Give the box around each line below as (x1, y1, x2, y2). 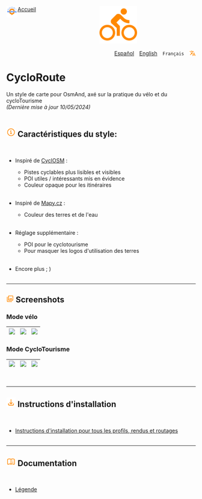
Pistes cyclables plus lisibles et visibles (23, 169, 121, 176)
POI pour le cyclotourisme (23, 241, 88, 248)
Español (114, 50, 134, 57)
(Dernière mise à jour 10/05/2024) (6, 103, 91, 111)
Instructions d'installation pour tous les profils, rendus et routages (14, 427, 179, 434)
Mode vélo (6, 313, 38, 321)
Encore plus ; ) (14, 265, 51, 272)
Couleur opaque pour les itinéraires (23, 181, 112, 188)
